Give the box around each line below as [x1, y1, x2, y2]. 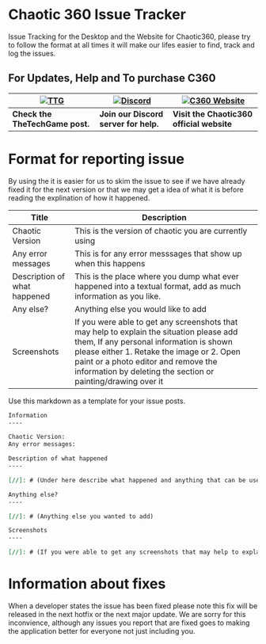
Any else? [12, 303, 49, 314]
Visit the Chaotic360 [173, 109, 253, 120]
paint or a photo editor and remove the [74, 356, 218, 367]
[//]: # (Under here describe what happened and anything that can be [8, 476, 246, 484]
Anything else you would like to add [74, 303, 207, 314]
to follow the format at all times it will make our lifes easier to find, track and [8, 40, 255, 49]
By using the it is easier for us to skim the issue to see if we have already [8, 176, 245, 185]
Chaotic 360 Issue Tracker [8, 6, 186, 24]
